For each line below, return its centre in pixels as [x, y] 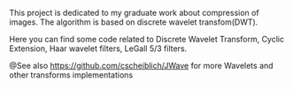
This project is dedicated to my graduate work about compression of [134, 13]
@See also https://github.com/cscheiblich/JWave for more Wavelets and [141, 66]
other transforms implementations [71, 75]
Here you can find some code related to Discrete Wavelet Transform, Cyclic [147, 39]
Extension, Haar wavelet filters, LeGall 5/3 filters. [98, 48]
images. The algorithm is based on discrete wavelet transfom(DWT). [134, 22]
